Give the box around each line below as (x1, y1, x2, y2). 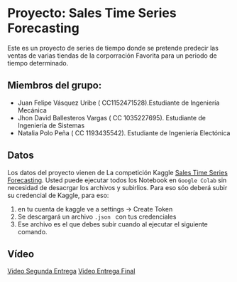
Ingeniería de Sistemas (17, 121, 85, 130)
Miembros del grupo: (7, 80, 102, 92)
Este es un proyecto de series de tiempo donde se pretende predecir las (7, 43, 219, 52)
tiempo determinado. (7, 58, 69, 67)
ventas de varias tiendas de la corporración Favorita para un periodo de (7, 51, 218, 60)
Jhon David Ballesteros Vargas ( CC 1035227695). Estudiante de (17, 113, 206, 122)
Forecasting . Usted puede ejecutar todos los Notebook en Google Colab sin (7, 176, 227, 184)
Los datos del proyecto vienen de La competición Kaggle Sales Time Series (7, 168, 228, 177)
